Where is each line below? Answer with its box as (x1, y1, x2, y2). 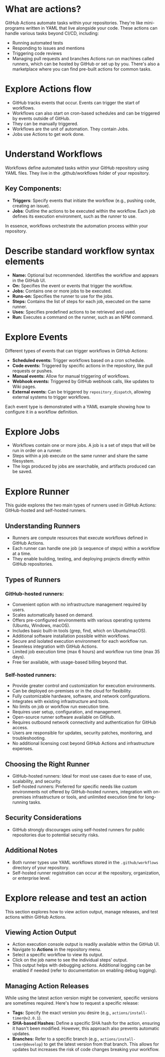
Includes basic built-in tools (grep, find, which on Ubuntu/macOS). (12, 627, 147, 633)
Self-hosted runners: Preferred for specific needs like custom (12, 783, 137, 789)
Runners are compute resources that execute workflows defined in (12, 535, 148, 541)
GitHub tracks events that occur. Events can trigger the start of (12, 100, 140, 106)
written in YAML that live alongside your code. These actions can (26, 25, 158, 31)
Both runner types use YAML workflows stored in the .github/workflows (12, 859, 159, 865)
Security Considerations (5, 814, 82, 822)
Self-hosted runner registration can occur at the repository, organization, (12, 870, 160, 876)
